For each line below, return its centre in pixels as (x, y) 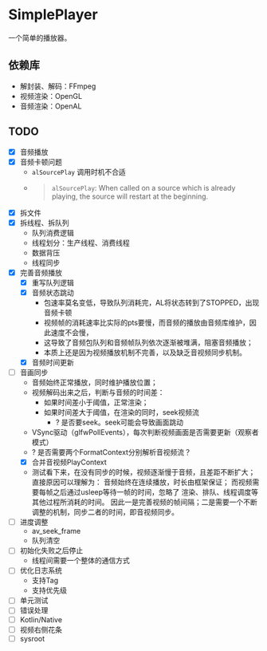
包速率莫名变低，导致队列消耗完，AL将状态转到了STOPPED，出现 (151, 302)
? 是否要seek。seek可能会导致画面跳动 (120, 422)
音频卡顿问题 (41, 162)
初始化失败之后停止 (51, 550)
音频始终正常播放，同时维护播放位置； (94, 383)
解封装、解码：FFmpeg (58, 86)
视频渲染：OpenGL (51, 96)
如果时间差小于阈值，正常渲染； (96, 402)
